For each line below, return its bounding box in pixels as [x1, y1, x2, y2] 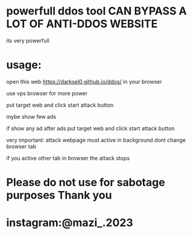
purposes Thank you [6, 189, 112, 202]
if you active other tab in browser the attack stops [6, 154, 130, 161]
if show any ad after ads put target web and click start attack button [6, 125, 175, 132]
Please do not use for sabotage [6, 176, 165, 189]
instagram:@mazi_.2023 [6, 216, 134, 230]
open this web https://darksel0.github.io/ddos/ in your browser [6, 78, 162, 85]
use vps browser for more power [6, 89, 88, 97]
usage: [6, 58, 42, 72]
